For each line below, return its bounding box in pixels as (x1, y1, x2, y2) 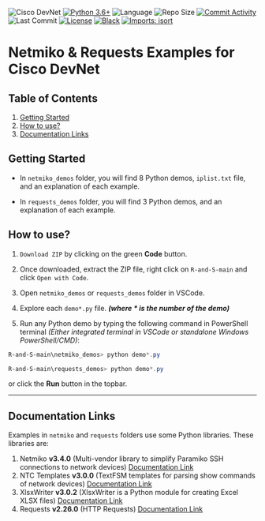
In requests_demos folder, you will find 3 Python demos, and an (19, 197, 222, 206)
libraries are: (8, 439, 49, 448)
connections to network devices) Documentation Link (19, 463, 194, 472)
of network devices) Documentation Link (19, 479, 152, 489)
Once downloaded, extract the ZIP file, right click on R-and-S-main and (19, 264, 248, 274)
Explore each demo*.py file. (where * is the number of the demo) (19, 303, 230, 313)
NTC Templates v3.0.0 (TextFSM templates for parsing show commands (19, 470, 256, 481)
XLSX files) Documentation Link (19, 496, 123, 505)
